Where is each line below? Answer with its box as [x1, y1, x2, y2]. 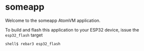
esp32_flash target [5, 32, 43, 38]
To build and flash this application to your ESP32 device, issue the [5, 27, 140, 33]
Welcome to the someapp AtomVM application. [5, 17, 101, 23]
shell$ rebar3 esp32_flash [5, 41, 61, 46]
